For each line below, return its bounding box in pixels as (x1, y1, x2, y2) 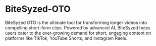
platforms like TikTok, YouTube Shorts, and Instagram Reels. (5, 35, 128, 41)
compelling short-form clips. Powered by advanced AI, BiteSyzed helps (5, 24, 151, 30)
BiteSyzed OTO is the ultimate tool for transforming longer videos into (5, 20, 147, 25)
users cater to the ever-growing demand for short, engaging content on (5, 30, 151, 36)
